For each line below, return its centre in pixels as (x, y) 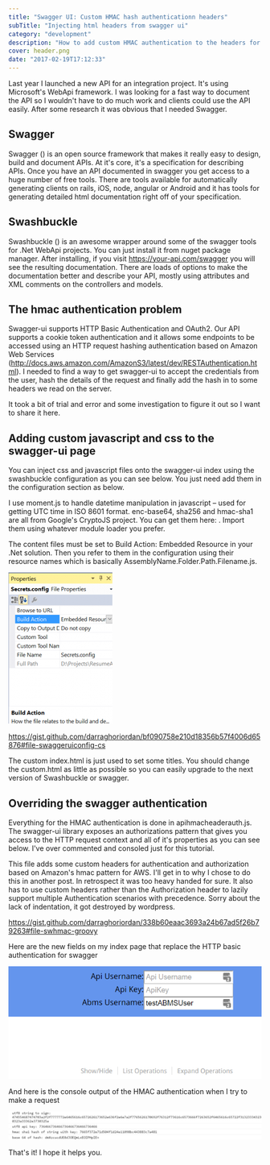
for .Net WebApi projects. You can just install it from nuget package (120, 250)
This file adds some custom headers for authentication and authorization (129, 864)
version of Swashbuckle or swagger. (69, 778)
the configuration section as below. (66, 487)
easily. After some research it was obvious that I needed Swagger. (118, 109)
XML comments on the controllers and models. (86, 284)
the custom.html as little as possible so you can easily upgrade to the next (131, 769)
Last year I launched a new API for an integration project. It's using (119, 83)
